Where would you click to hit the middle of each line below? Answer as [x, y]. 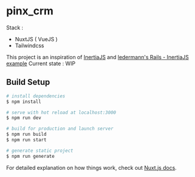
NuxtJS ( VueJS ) [36, 39]
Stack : [15, 28]
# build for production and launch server [60, 129]
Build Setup [28, 82]
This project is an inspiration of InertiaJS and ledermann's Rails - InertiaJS [97, 57]
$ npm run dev [24, 118]
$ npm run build [26, 135]
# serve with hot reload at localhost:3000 [61, 112]
